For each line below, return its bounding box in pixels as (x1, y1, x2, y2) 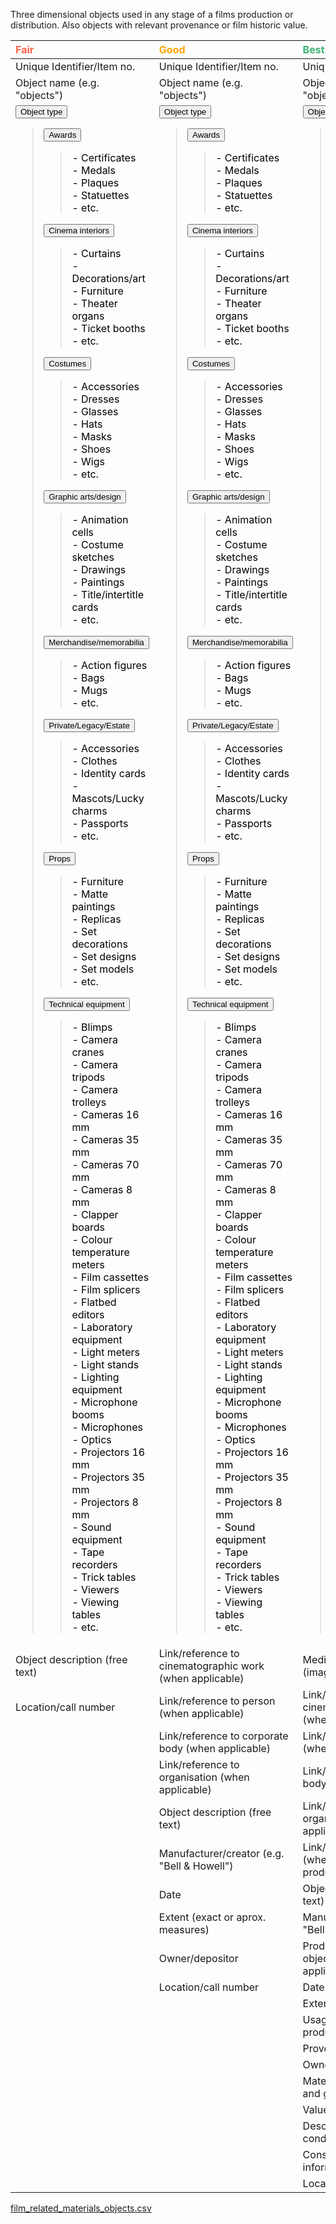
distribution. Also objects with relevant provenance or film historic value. (10, 19, 308, 31)
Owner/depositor (158, 1952, 239, 1965)
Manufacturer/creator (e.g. (158, 1847, 285, 1860)
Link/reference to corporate (158, 1729, 289, 1743)
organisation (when (158, 1770, 250, 1784)
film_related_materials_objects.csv (10, 2202, 152, 2214)
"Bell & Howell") (158, 1859, 234, 1873)
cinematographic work (158, 1659, 265, 1673)
